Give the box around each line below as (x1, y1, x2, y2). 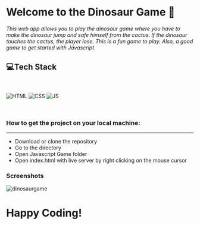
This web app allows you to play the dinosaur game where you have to (6, 25, 180, 32)
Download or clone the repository (14, 138, 97, 145)
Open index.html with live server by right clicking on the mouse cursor (14, 157, 187, 164)
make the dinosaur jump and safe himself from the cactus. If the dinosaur (6, 31, 187, 38)
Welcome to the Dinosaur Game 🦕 (6, 5, 176, 19)
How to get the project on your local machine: (6, 118, 141, 127)
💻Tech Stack (6, 62, 57, 72)
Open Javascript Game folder (14, 151, 87, 158)
